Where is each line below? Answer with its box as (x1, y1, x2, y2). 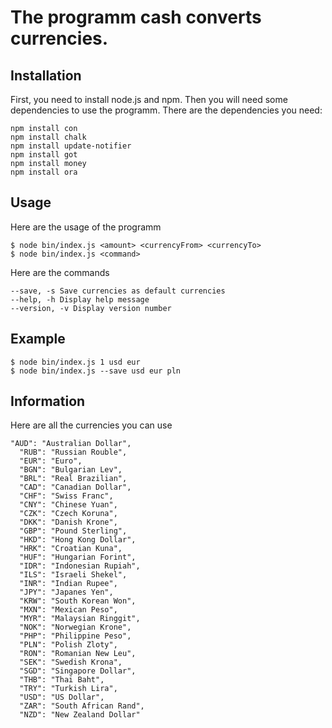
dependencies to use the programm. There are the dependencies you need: (10, 104, 323, 116)
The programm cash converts (10, 6, 262, 29)
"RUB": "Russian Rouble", (19, 447, 128, 458)
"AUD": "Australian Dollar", (10, 439, 132, 449)
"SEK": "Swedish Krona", (19, 657, 123, 668)
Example (10, 331, 66, 348)
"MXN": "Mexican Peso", (19, 605, 118, 615)
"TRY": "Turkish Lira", (19, 684, 118, 694)
